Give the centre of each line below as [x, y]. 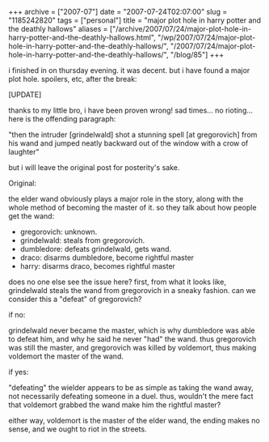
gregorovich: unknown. [59, 232]
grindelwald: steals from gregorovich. [82, 240]
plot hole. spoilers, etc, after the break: [73, 79]
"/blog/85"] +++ [197, 55]
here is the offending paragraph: [62, 119]
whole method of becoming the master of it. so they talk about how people [132, 207]
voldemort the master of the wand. [66, 356]
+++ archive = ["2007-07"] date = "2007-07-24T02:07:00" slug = [118, 12]
